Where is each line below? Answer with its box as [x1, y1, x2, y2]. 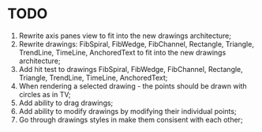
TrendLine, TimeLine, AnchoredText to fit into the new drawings [18, 47, 226, 57]
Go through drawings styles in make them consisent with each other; [18, 115, 243, 124]
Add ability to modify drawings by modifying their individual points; [18, 106, 238, 115]
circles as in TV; [18, 89, 71, 99]
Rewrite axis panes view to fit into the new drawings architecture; [18, 31, 232, 40]
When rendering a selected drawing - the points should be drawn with [18, 81, 248, 91]
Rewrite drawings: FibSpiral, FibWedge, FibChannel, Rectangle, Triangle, [18, 39, 254, 48]
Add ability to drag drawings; [18, 98, 114, 107]
